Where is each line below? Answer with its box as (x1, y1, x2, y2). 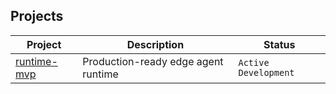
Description (126, 37, 185, 51)
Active (238, 57, 270, 68)
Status (263, 37, 296, 51)
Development (238, 67, 295, 78)
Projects (10, 8, 64, 25)
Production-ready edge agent (82, 54, 224, 68)
